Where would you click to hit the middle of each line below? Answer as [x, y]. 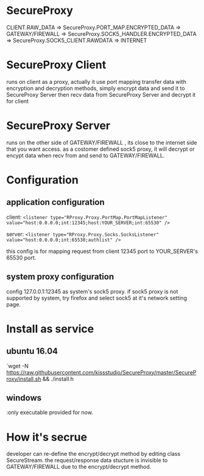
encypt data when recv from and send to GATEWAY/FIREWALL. [86, 155]
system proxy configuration [60, 277]
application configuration [55, 202]
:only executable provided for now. [50, 412]
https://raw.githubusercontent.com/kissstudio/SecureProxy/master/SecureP [101, 372]
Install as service [50, 329]
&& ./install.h [58, 379]
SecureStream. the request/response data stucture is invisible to [87, 460]
